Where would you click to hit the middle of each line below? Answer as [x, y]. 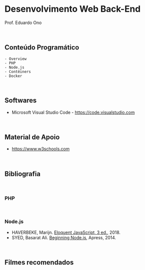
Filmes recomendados [39, 262]
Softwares [21, 101]
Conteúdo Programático [42, 48]
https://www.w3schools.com [41, 149]
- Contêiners [18, 72]
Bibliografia [23, 174]
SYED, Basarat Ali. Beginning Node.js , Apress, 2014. [64, 237]
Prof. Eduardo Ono [23, 23]
